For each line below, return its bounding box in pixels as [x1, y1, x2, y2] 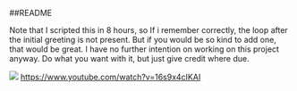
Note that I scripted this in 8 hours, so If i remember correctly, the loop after [9, 25, 288, 35]
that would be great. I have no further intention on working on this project [9, 44, 280, 54]
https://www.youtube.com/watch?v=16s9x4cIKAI [20, 71, 201, 82]
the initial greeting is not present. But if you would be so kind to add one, [9, 35, 277, 45]
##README [9, 8, 52, 18]
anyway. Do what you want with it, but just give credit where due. [9, 54, 250, 63]
